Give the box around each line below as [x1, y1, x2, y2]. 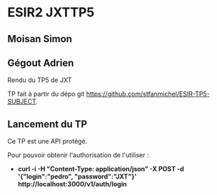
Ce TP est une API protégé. [7, 137, 88, 146]
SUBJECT [7, 97, 36, 106]
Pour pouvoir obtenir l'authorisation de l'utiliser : [7, 151, 149, 159]
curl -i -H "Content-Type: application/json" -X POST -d [17, 165, 184, 174]
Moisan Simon [7, 33, 73, 45]
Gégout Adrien [7, 56, 74, 69]
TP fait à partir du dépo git [7, 90, 85, 99]
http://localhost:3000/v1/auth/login [17, 180, 127, 189]
